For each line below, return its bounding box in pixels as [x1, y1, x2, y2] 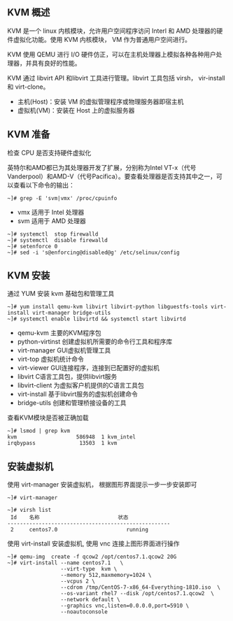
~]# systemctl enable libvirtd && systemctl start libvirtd [7, 315, 187, 323]
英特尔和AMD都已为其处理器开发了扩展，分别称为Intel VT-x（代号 [7, 163, 197, 171]
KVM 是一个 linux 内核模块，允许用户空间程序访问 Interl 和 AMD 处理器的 [7, 27, 217, 35]
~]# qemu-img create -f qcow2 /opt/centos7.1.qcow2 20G [7, 553, 177, 561]
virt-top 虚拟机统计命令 [17, 355, 84, 364]
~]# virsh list [7, 506, 52, 514]
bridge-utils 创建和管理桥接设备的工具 [17, 399, 127, 407]
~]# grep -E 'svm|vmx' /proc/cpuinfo [7, 194, 118, 201]
